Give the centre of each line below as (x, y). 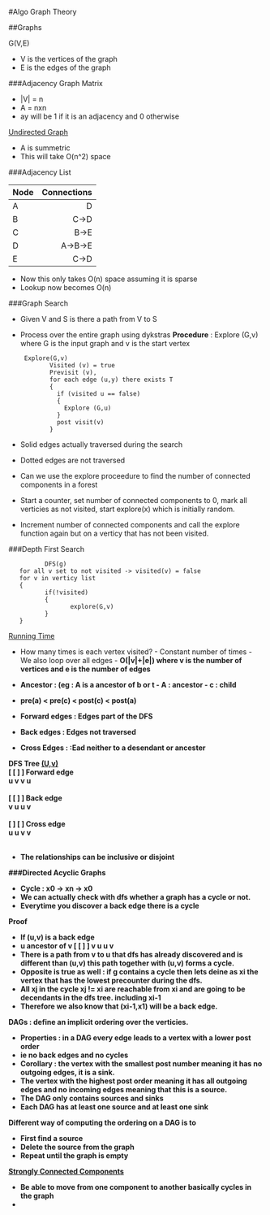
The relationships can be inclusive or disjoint (97, 857)
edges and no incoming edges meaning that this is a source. (124, 1089)
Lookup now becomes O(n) (66, 287)
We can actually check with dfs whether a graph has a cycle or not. (135, 897)
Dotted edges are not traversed (73, 460)
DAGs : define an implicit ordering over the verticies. (99, 1022)
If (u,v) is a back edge (57, 937)
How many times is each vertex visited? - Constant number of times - (136, 652)
